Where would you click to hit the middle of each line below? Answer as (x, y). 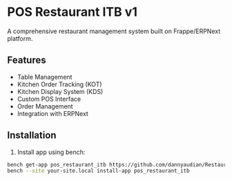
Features (27, 60)
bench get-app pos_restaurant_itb (57, 164)
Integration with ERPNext (52, 113)
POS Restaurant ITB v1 (72, 12)
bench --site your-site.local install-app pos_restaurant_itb (98, 171)
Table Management (45, 77)
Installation (32, 135)
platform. (20, 38)
